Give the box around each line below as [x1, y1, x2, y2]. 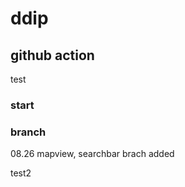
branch [10, 125, 47, 139]
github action [10, 47, 95, 64]
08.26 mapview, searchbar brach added [10, 148, 175, 160]
